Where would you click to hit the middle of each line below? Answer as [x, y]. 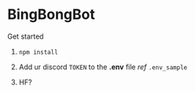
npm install [38, 52]
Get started [26, 36]
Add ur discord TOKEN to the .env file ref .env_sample [103, 67]
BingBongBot [52, 15]
